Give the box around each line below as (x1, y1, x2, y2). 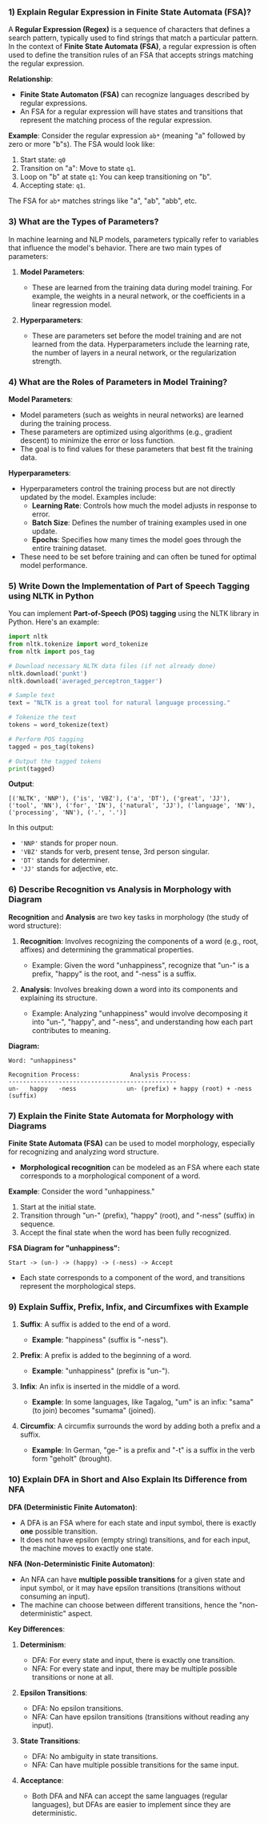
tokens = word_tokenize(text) (8, 721, 110, 729)
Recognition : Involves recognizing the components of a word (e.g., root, (19, 936, 258, 946)
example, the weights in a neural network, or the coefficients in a (31, 291, 246, 301)
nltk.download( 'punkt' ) (8, 669, 88, 678)
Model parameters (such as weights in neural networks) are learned (19, 410, 244, 420)
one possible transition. (19, 1526, 98, 1536)
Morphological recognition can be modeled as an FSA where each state (19, 1162, 260, 1173)
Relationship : (8, 75, 54, 84)
